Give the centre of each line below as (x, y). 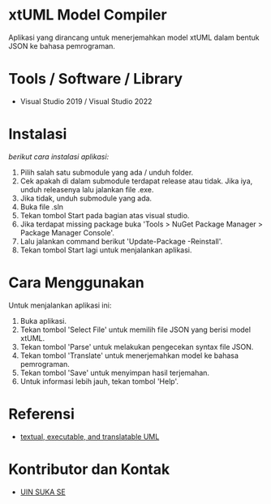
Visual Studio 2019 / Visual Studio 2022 (86, 101)
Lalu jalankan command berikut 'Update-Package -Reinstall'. (121, 241)
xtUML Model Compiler (88, 15)
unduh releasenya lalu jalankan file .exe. (87, 189)
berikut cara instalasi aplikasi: (59, 157)
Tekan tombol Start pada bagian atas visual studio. (105, 215)
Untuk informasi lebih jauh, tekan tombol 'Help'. (99, 381)
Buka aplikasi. (43, 321)
